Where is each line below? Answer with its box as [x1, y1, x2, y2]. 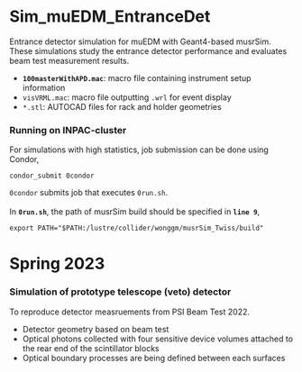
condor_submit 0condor [9, 171, 95, 181]
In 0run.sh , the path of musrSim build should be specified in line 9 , [9, 206, 261, 217]
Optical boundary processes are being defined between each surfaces [22, 352, 286, 363]
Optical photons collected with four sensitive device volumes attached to [22, 333, 294, 344]
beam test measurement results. [9, 55, 130, 66]
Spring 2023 [9, 254, 105, 274]
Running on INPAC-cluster [9, 123, 127, 136]
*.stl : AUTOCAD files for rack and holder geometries [22, 101, 223, 112]
